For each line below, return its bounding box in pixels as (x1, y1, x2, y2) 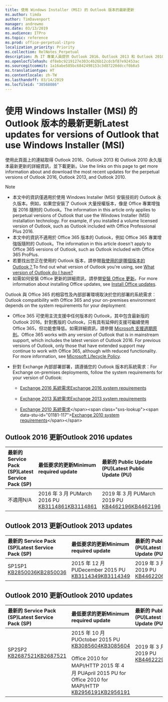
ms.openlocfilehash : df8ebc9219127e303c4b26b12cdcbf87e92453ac (5, 59, 140, 64)
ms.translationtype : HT (5, 68, 55, 73)
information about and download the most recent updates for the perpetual (5, 169, 160, 175)
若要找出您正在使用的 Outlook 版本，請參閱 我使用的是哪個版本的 (12, 257, 145, 264)
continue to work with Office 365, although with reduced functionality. (12, 347, 157, 354)
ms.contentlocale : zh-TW (5, 73, 57, 78)
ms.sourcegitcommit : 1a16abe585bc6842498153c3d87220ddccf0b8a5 (5, 63, 140, 68)
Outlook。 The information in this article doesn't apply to (35, 241, 151, 247)
